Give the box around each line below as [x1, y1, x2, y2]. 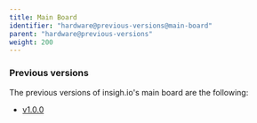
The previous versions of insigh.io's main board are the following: [9, 87, 249, 97]
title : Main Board [9, 12, 77, 22]
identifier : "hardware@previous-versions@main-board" [9, 21, 213, 30]
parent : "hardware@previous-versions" [9, 29, 153, 38]
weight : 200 [9, 37, 53, 47]
